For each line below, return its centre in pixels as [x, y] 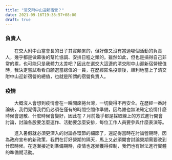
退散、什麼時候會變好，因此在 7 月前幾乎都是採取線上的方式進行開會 [91, 115]
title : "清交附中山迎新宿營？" [35, 10]
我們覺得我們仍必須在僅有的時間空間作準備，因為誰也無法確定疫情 [88, 109]
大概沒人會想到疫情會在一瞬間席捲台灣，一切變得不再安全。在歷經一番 [88, 103]
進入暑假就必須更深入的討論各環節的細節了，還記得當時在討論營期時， [88, 133]
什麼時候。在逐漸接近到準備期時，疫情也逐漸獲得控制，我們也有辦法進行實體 [86, 146]
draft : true [18, 19]
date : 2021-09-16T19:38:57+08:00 [41, 15]
